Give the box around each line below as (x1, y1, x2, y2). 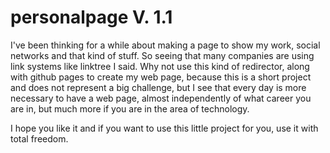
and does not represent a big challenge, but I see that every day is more (10, 81, 307, 93)
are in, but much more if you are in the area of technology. (10, 102, 250, 115)
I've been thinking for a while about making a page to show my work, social (10, 39, 321, 51)
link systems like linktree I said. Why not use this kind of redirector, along (10, 60, 310, 72)
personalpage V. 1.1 (10, 6, 173, 29)
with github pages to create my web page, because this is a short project (10, 71, 312, 83)
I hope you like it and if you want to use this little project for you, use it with (10, 122, 319, 134)
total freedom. (10, 132, 69, 145)
